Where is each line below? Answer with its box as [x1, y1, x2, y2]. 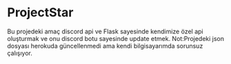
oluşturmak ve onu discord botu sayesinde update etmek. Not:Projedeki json [7, 34, 225, 42]
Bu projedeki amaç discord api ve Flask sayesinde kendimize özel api [7, 27, 203, 35]
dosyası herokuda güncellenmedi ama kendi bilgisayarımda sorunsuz [7, 42, 203, 50]
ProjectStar [7, 5, 74, 20]
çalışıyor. [7, 49, 32, 57]
